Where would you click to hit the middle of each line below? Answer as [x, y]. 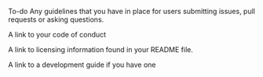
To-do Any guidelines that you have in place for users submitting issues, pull [131, 11]
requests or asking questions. [56, 19]
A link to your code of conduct [57, 35]
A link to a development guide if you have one [82, 65]
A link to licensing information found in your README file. [101, 49]
